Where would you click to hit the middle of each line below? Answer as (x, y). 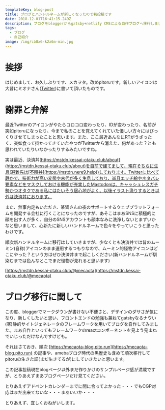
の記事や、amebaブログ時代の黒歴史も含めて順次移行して (92, 353)
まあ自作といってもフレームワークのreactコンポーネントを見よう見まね (85, 330)
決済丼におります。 (33, 196)
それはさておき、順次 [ (28, 347)
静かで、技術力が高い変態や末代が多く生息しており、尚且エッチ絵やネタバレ (82, 178)
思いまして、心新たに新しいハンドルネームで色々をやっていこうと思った (86, 225)
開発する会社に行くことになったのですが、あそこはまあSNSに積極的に (85, 213)
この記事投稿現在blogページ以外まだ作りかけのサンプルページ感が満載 (76, 369)
